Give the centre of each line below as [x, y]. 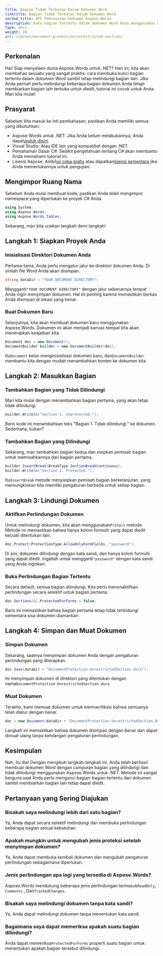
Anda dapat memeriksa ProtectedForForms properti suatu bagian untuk [75, 943]
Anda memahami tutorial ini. [40, 156]
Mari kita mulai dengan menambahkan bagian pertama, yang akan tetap [77, 400]
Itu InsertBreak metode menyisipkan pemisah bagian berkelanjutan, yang [78, 480]
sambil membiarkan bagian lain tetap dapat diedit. [55, 783]
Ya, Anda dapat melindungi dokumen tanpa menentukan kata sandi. [73, 914]
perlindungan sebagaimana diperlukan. [44, 862]
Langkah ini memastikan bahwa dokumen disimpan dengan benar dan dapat [81, 730]
